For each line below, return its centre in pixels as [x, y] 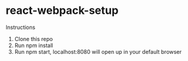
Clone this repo [33, 39]
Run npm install [34, 45]
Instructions [21, 27]
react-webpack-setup [62, 11]
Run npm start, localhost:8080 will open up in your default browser [98, 51]
